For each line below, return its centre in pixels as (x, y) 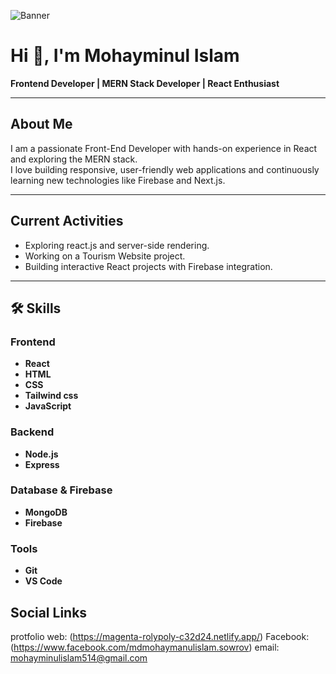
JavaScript (48, 406)
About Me (41, 124)
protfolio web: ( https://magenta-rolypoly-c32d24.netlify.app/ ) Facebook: (160, 636)
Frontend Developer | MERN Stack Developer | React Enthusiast (145, 83)
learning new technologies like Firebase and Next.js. (118, 180)
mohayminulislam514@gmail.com (79, 657)
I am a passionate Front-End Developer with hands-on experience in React (164, 148)
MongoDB (46, 512)
